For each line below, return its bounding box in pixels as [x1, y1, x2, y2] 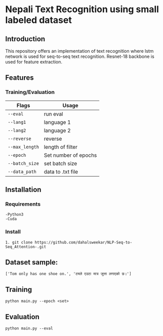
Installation [5, 185, 42, 194]
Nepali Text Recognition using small [5, 4, 159, 15]
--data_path [8, 169, 37, 175]
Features [5, 74, 34, 82]
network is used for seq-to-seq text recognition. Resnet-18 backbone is [5, 53, 154, 59]
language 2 [44, 127, 71, 134]
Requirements [5, 200, 41, 208]
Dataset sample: [5, 258, 58, 267]
